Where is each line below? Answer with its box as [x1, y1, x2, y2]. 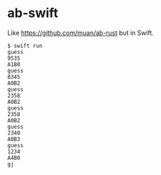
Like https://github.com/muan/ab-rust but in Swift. [7, 28, 154, 37]
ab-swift [7, 5, 59, 21]
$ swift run [7, 42, 43, 49]
